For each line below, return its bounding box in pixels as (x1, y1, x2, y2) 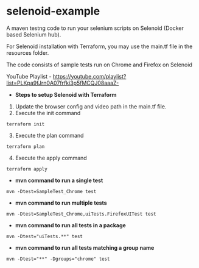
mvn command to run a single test (15, 177, 103, 184)
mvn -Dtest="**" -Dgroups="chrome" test (6, 256, 111, 262)
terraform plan (6, 143, 45, 150)
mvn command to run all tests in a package (15, 221, 126, 229)
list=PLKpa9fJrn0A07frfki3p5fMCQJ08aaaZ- (6, 79, 119, 86)
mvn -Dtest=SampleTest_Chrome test (6, 188, 97, 194)
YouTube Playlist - (6, 72, 52, 80)
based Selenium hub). (6, 30, 61, 38)
